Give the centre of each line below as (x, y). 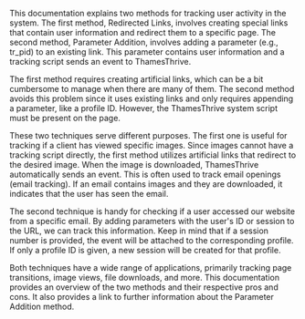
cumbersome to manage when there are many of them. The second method (152, 89)
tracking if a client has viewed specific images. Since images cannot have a (152, 145)
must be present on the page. (65, 118)
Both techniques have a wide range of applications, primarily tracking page (151, 268)
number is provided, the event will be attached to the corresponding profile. (152, 240)
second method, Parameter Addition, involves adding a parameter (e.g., (144, 42)
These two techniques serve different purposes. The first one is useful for (148, 135)
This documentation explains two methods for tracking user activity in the (148, 13)
